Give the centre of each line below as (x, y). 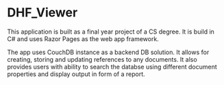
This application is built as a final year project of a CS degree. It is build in (111, 32)
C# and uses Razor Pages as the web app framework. (83, 38)
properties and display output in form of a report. (76, 74)
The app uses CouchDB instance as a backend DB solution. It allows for (108, 52)
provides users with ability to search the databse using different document (112, 66)
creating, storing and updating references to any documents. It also (102, 59)
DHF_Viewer (42, 13)
